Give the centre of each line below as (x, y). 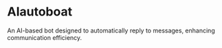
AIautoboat (40, 12)
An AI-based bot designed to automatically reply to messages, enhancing (111, 30)
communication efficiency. (45, 37)
